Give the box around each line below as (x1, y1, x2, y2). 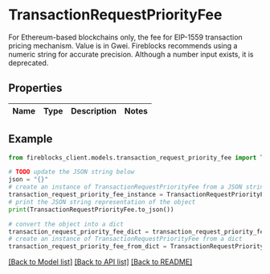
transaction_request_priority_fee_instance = (8, 191, 163, 199)
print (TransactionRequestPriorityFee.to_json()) (8, 205, 174, 214)
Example (8, 132, 53, 146)
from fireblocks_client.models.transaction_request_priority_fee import (8, 153, 257, 162)
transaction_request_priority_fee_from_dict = (8, 243, 167, 251)
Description (71, 105, 117, 116)
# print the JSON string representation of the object (8, 197, 196, 206)
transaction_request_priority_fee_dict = (8, 227, 149, 235)
